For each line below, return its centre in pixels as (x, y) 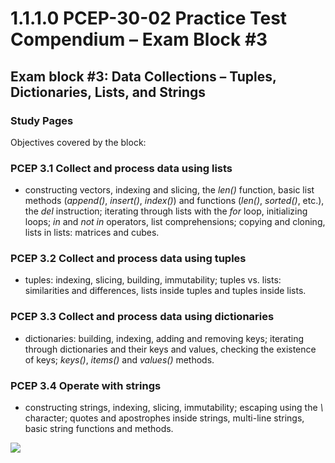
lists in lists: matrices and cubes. (92, 233)
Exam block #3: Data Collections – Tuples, (143, 76)
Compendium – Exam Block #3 (139, 39)
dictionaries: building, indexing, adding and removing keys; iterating (164, 338)
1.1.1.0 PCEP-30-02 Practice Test (149, 18)
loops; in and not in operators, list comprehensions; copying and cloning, (175, 222)
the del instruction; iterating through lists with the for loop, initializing (166, 211)
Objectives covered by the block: (78, 142)
